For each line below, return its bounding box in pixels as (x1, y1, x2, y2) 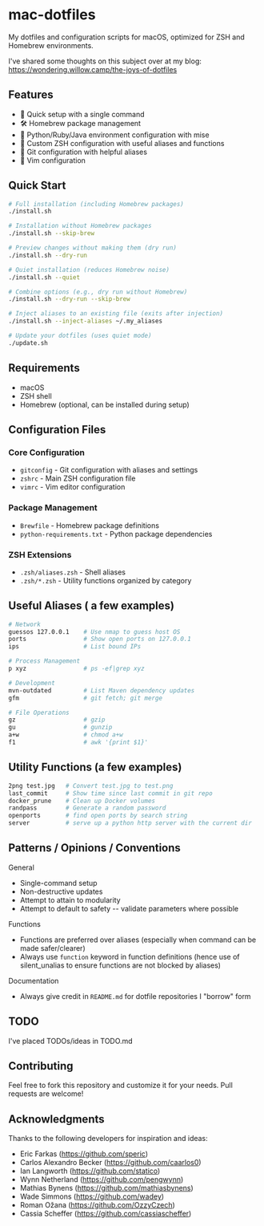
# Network (8, 620, 42, 628)
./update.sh (8, 339, 48, 347)
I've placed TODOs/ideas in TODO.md (8, 1036, 134, 1045)
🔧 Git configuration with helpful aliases (19, 147, 148, 156)
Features (8, 88, 54, 102)
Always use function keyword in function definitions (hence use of (19, 952, 240, 961)
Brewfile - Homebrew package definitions (19, 520, 160, 530)
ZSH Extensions (8, 549, 72, 560)
